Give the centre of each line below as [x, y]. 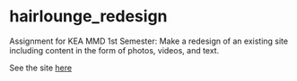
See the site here [41, 68]
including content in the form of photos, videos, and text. [114, 50]
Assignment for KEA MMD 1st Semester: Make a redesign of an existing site [149, 41]
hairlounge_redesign [88, 16]
